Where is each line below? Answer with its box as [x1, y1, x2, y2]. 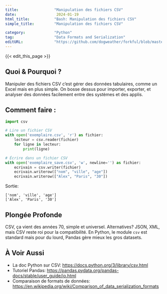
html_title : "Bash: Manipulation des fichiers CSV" [5, 16, 137, 21]
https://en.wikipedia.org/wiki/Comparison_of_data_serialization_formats [12, 283, 159, 289]
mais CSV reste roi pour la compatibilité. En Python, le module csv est [5, 229, 148, 235]
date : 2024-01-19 [5, 12, 79, 17]
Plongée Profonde [5, 210, 62, 219]
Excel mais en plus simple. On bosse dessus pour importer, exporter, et [5, 86, 151, 92]
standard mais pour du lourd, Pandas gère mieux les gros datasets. [5, 234, 143, 240]
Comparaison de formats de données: [12, 278, 90, 284]
